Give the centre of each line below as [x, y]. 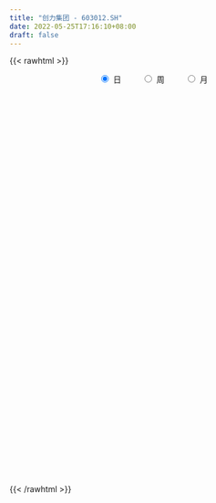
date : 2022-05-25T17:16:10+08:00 [73, 26]
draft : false [34, 35]
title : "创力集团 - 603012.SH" [66, 18]
